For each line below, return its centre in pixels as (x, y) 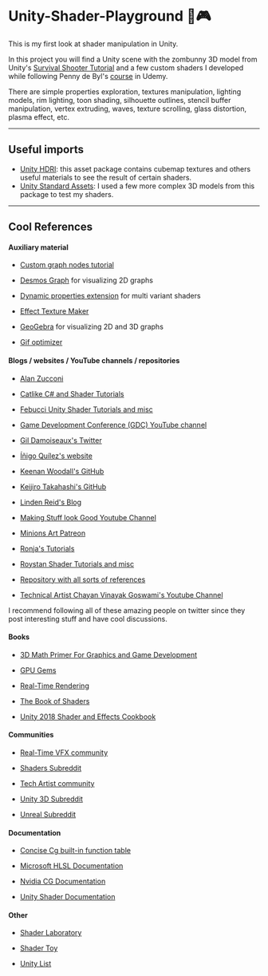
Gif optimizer (41, 342)
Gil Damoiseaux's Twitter (61, 440)
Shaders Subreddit (51, 768)
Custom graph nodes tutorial (67, 265)
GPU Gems (38, 670)
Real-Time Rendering (54, 686)
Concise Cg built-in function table (75, 851)
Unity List (35, 964)
